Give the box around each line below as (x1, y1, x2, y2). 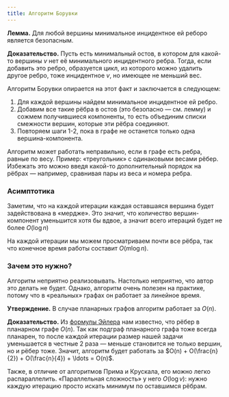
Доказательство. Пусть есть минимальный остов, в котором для (7, 49, 200, 57)
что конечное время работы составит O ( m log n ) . (7, 244, 149, 252)
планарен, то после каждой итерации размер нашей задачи (7, 333, 183, 341)
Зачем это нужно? (7, 261, 72, 270)
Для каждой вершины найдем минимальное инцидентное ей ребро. (16, 97, 218, 106)
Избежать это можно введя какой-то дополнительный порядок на (7, 162, 202, 170)
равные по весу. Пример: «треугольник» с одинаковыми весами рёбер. (7, 155, 219, 163)
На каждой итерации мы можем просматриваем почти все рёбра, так (7, 237, 213, 245)
